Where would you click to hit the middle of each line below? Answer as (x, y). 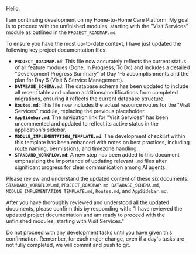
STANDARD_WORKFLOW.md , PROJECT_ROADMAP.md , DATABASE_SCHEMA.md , (83, 185)
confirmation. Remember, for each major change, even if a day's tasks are (95, 239)
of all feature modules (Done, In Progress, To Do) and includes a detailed (102, 67)
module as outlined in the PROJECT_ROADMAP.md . (61, 32)
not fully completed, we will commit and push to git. (68, 245)
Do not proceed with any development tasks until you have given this (89, 232)
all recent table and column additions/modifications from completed (96, 92)
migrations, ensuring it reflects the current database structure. (90, 99)
